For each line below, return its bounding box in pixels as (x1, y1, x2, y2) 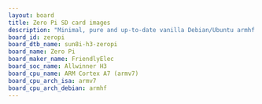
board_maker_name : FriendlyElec (8, 56, 114, 63)
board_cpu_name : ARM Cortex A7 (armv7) (8, 70, 139, 77)
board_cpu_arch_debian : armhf (8, 84, 108, 92)
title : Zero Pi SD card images (8, 19, 111, 27)
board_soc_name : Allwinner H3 (8, 63, 108, 70)
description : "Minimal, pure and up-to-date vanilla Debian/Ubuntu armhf (8, 26, 256, 34)
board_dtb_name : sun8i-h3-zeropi (8, 41, 118, 48)
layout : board (8, 11, 55, 20)
